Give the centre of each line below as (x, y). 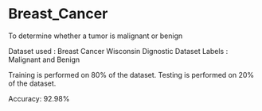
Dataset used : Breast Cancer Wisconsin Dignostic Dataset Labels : (118, 51)
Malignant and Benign (44, 59)
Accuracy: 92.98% (39, 98)
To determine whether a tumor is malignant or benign (96, 36)
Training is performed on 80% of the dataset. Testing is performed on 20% (131, 75)
